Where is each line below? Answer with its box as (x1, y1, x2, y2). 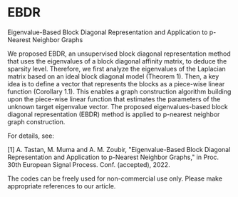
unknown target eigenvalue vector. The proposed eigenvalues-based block (7, 102, 228, 111)
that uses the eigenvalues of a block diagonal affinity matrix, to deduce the (7, 56, 227, 65)
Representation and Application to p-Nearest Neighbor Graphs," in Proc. (7, 153, 219, 161)
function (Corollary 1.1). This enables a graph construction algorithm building (7, 87, 232, 96)
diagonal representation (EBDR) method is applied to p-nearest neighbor (7, 110, 220, 118)
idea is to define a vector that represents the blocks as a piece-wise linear (7, 79, 225, 88)
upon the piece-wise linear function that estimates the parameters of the (7, 94, 221, 103)
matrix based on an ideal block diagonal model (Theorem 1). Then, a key (7, 72, 219, 81)
